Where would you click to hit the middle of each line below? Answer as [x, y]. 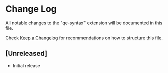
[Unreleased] [26, 54]
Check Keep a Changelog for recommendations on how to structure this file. [84, 38]
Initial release [26, 65]
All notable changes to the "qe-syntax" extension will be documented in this [84, 23]
